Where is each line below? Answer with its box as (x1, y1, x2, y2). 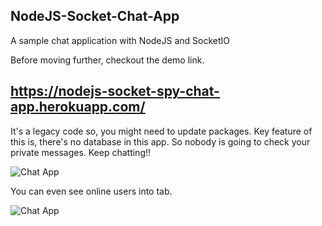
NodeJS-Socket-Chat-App (10, 8, 180, 25)
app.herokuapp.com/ (10, 99, 146, 116)
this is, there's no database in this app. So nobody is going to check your (10, 135, 311, 148)
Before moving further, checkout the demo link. (10, 54, 205, 66)
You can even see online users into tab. (10, 185, 173, 197)
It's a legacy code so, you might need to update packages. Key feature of (10, 125, 313, 137)
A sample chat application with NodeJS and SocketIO (10, 34, 231, 46)
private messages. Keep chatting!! (10, 146, 152, 158)
